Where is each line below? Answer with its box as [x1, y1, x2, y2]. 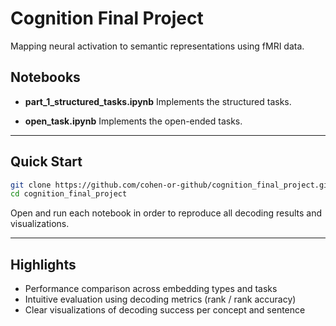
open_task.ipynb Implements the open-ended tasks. [24, 115, 243, 127]
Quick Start [10, 153, 83, 171]
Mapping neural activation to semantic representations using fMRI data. [10, 40, 305, 52]
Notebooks [10, 69, 81, 86]
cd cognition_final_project [10, 189, 128, 199]
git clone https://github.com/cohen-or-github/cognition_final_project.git [10, 180, 333, 190]
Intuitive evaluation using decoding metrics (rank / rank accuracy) [24, 293, 297, 306]
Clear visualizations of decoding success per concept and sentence [24, 304, 306, 316]
